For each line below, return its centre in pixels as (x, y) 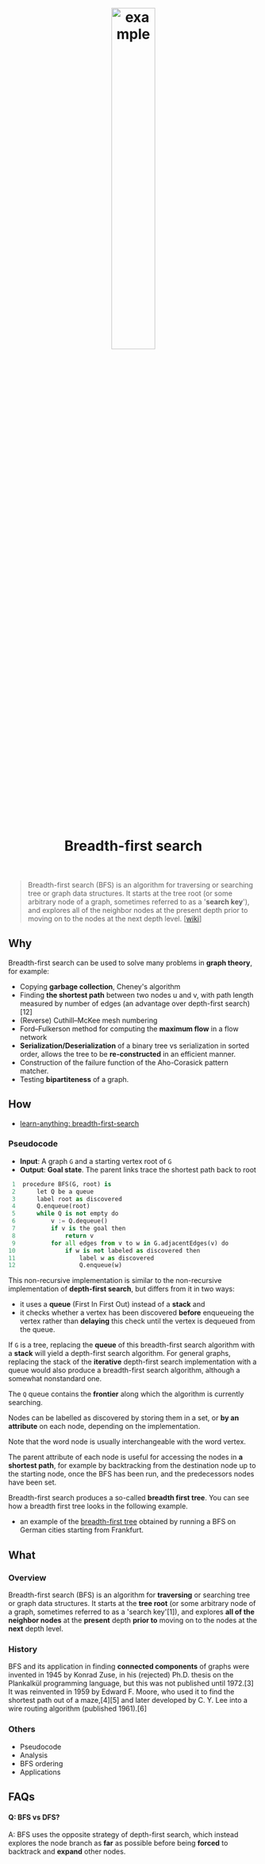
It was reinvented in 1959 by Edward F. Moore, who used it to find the (121, 1692)
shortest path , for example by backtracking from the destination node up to (132, 1465)
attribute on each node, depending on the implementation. (104, 1427)
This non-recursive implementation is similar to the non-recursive (115, 1281)
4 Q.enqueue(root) (51, 1206)
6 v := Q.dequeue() (60, 1221)
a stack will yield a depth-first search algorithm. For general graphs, (120, 1354)
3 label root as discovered (67, 1199)
